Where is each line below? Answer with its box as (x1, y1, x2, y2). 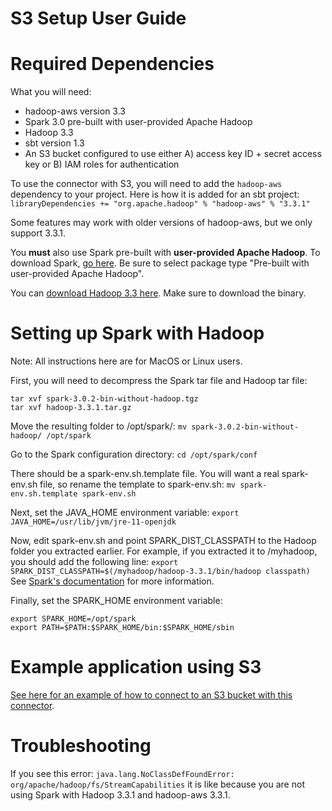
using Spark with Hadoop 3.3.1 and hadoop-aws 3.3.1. (10, 788, 231, 801)
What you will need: (10, 86, 92, 98)
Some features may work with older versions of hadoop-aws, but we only (10, 217, 313, 229)
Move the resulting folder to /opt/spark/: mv (10, 420, 188, 432)
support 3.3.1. (10, 227, 67, 239)
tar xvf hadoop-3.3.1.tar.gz (10, 403, 132, 413)
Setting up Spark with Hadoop (10, 322, 265, 345)
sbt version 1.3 (24, 137, 85, 149)
